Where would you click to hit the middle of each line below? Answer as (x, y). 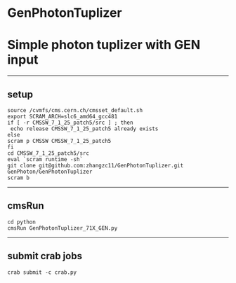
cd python (22, 222)
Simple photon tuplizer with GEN (104, 45)
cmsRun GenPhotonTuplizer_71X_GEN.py (63, 228)
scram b (19, 178)
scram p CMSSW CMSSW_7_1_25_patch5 (59, 141)
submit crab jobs (45, 256)
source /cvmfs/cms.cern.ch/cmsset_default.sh (75, 110)
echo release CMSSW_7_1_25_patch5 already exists (84, 129)
